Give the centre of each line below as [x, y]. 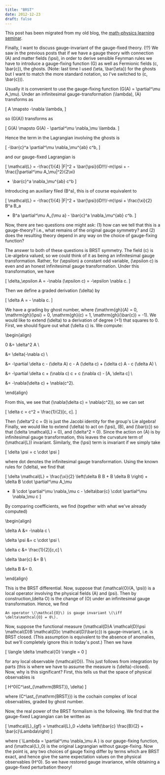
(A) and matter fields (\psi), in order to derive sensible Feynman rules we [79, 58]
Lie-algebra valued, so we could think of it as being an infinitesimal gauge [80, 256]
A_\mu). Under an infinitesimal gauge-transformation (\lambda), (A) [73, 94]
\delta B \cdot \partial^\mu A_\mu [39, 482]
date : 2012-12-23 [23, 14]
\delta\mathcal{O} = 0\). [32, 617]
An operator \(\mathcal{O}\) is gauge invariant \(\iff [64, 613]
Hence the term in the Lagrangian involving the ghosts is [62, 138]
